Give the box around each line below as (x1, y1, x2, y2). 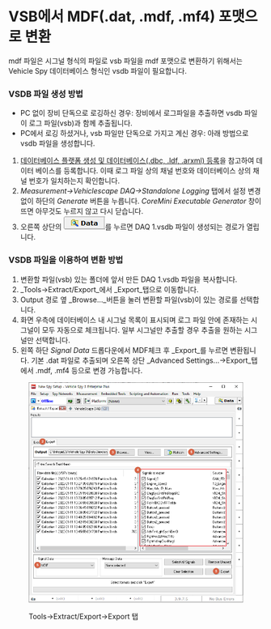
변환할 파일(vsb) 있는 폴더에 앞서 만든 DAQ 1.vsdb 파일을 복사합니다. (19, 274, 238, 284)
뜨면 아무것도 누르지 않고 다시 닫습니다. (19, 206, 144, 216)
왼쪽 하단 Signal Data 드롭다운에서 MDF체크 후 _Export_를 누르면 (19, 345, 229, 355)
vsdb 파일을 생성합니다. (19, 138, 95, 148)
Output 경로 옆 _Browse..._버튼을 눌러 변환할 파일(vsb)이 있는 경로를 (19, 295, 239, 304)
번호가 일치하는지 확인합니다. (28, 176, 120, 186)
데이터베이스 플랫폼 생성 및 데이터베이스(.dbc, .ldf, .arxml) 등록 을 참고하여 (19, 155, 255, 166)
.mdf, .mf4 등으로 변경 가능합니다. (35, 365, 143, 375)
